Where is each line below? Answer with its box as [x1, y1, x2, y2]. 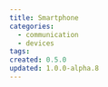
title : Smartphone [9, 13, 79, 23]
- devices [17, 38, 54, 48]
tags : [9, 47, 30, 56]
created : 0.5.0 [9, 55, 67, 64]
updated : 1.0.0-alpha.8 [9, 64, 100, 73]
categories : [9, 22, 54, 31]
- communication [17, 30, 79, 39]
